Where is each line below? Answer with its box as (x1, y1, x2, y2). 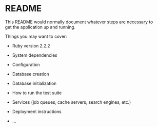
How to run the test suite (12, 90, 62, 95)
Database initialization (12, 80, 57, 86)
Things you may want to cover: (5, 33, 67, 39)
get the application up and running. (5, 24, 76, 30)
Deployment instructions (12, 109, 62, 114)
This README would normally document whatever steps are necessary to (5, 19, 153, 25)
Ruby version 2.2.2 (12, 43, 50, 48)
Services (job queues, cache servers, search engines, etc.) (12, 99, 131, 105)
